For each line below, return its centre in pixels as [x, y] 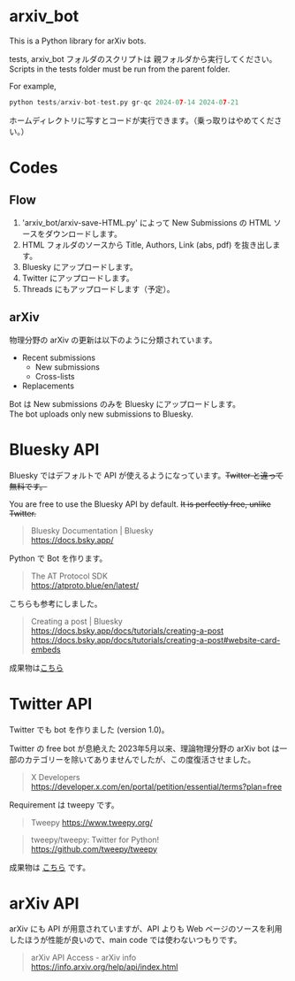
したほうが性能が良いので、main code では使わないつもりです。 [125, 940]
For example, [33, 86]
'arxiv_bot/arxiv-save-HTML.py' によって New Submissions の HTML [147, 222]
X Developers [56, 777]
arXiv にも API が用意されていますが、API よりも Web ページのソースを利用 [146, 929]
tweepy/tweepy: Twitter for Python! [95, 839]
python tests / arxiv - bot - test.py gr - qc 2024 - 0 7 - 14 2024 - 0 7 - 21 [124, 102]
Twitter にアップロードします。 [78, 278]
